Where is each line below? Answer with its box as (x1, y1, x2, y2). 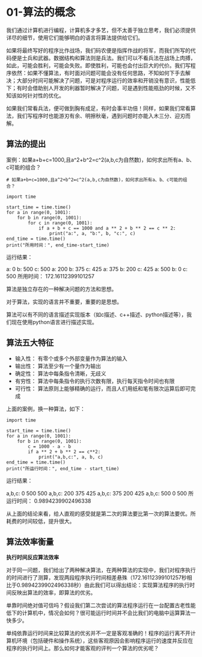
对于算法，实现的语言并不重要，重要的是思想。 (6, 298, 122, 305)
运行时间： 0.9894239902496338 (6, 497, 91, 504)
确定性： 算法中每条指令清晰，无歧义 (14, 370, 106, 377)
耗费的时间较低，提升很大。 (6, 518, 75, 525)
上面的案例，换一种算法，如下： (6, 405, 85, 412)
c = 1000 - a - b (28, 443, 71, 450)
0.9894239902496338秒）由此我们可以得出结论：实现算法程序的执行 (16, 581, 190, 589)
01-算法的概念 (6, 5, 76, 19)
